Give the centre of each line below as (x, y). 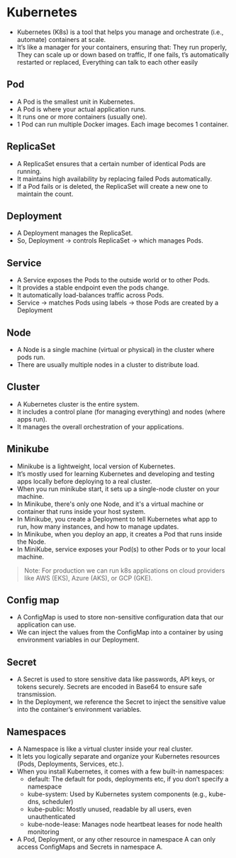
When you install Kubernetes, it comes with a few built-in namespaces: (120, 771)
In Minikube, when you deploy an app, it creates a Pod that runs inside (119, 534)
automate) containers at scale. (61, 39)
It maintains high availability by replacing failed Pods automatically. (114, 179)
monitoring (43, 832)
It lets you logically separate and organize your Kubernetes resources (118, 757)
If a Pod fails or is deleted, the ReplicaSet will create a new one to (112, 186)
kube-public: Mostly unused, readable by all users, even (109, 809)
